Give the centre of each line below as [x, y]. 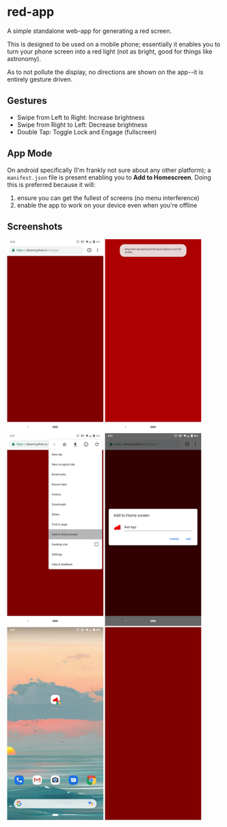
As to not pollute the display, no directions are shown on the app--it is [105, 72]
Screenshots [35, 226]
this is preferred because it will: [51, 184]
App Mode [30, 154]
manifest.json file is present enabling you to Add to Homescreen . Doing [109, 177]
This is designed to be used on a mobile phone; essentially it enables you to [114, 44]
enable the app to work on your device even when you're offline [107, 205]
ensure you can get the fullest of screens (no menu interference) [108, 198]
